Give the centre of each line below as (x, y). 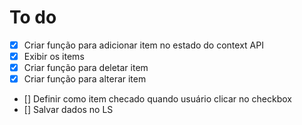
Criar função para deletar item (86, 68)
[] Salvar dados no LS (68, 110)
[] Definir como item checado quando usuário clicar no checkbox (158, 99)
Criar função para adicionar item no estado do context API (143, 45)
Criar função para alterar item (85, 79)
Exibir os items (54, 56)
